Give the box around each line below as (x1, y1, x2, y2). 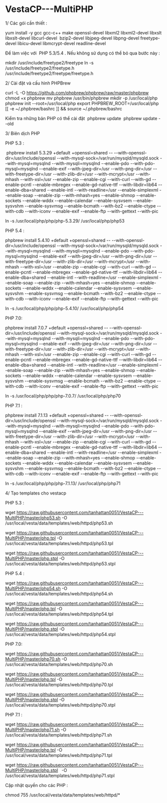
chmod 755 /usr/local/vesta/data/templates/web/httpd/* (5, 791, 121, 798)
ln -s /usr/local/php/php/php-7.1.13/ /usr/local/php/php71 (5, 480, 121, 486)
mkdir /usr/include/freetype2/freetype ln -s (5, 59, 94, 65)
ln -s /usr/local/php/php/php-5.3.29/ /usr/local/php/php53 (5, 217, 125, 223)
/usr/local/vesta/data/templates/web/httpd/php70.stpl (5, 701, 116, 708)
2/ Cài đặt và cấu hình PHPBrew (5, 80, 71, 86)
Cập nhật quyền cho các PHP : (5, 782, 68, 788)
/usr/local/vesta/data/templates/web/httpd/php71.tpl (5, 752, 113, 758)
